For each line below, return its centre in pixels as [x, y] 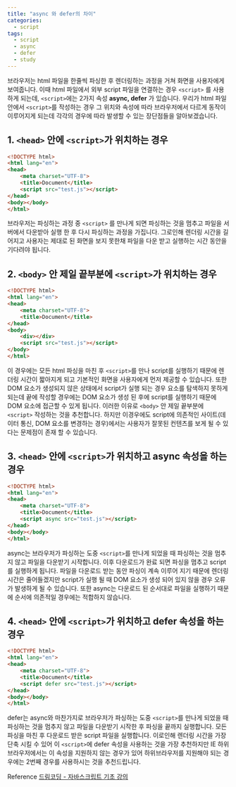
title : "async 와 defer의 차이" [52, 14]
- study [25, 60]
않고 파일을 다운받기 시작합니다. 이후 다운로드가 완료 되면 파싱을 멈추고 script [120, 562]
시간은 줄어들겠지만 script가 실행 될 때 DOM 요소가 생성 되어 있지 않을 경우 [110, 579]
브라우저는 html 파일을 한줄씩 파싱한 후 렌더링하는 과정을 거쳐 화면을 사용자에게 [116, 80]
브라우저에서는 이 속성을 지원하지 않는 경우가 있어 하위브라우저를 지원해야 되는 [114, 753]
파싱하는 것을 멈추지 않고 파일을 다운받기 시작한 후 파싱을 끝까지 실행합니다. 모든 [117, 726]
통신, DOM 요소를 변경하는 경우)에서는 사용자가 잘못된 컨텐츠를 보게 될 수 [121, 423]
